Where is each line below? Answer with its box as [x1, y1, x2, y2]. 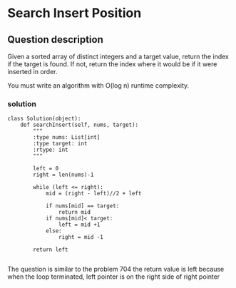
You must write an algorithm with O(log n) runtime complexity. [7, 81, 190, 90]
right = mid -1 [58, 234, 103, 241]
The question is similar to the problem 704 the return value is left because [7, 265, 225, 274]
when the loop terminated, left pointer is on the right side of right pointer [7, 272, 220, 281]
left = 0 [33, 165, 59, 173]
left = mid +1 [58, 221, 101, 229]
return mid [58, 209, 91, 216]
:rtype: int [33, 146, 69, 154]
